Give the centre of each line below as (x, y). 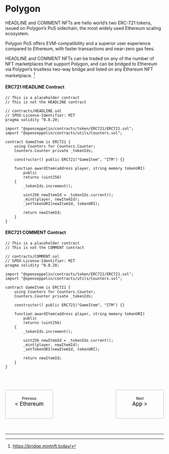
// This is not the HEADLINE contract (46, 102)
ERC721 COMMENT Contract (36, 232)
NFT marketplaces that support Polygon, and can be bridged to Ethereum (81, 64)
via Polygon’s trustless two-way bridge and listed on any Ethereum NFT (79, 69)
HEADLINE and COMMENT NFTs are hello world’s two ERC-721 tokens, (78, 23)
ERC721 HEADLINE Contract (35, 87)
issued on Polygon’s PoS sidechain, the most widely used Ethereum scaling (83, 28)
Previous (29, 398)
